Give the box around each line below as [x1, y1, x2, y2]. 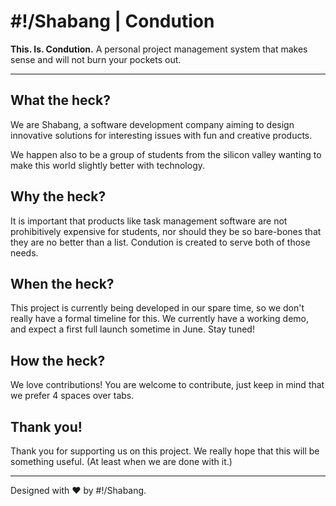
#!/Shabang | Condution [10, 10, 215, 33]
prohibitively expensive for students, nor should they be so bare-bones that [10, 225, 322, 237]
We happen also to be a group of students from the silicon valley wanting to [10, 148, 322, 160]
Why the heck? [10, 188, 107, 205]
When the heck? [10, 275, 115, 292]
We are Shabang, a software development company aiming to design [10, 118, 295, 130]
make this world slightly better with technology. [10, 159, 206, 171]
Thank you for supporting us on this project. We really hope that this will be [10, 445, 320, 457]
